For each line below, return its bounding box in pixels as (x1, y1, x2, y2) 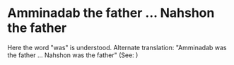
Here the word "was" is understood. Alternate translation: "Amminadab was (7, 43, 227, 52)
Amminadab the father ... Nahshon (7, 5, 215, 21)
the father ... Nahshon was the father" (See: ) (7, 51, 139, 59)
